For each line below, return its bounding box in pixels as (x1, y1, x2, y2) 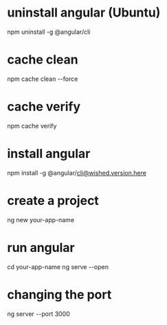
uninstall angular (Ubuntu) (7, 5, 161, 21)
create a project (7, 193, 100, 208)
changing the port (7, 286, 112, 302)
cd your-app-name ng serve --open (7, 262, 109, 270)
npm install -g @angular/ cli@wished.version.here (7, 168, 146, 177)
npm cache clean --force (7, 75, 78, 83)
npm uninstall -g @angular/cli (7, 28, 91, 36)
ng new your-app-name (7, 215, 74, 224)
